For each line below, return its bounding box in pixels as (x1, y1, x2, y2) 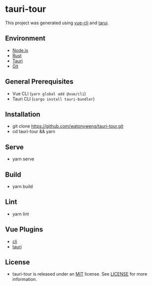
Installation (5, 110, 40, 118)
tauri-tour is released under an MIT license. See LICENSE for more (12, 271, 148, 277)
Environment (5, 34, 46, 43)
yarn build (12, 184, 33, 189)
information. (12, 276, 37, 283)
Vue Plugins (5, 225, 43, 234)
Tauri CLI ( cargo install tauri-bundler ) (12, 95, 95, 102)
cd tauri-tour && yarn (12, 129, 56, 135)
